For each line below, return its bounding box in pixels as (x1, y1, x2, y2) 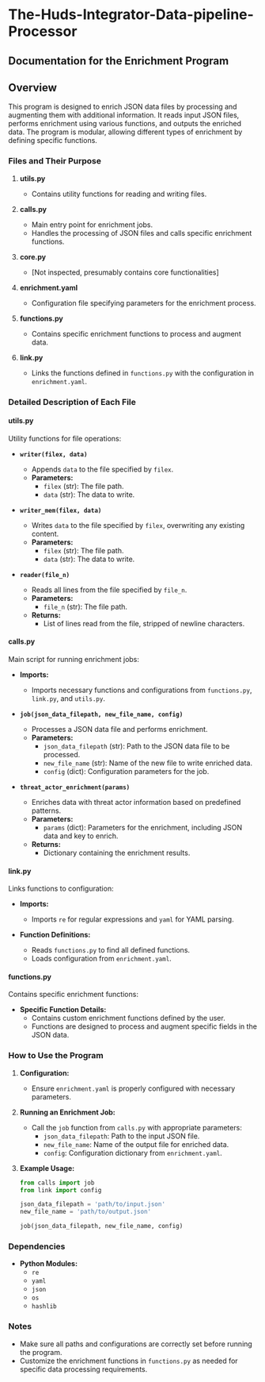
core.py (19, 252, 46, 261)
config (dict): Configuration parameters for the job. (43, 767, 210, 776)
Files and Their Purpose (8, 156, 101, 167)
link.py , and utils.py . (31, 694, 105, 703)
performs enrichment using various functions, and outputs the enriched (8, 119, 241, 129)
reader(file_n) (19, 571, 70, 579)
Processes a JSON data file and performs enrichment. (31, 725, 208, 734)
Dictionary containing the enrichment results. (43, 848, 191, 858)
